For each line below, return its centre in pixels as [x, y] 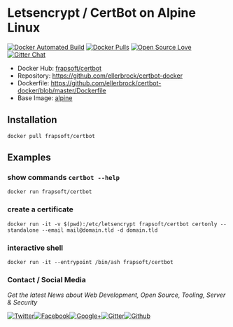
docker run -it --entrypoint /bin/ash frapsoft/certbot [90, 263]
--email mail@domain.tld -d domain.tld [100, 230]
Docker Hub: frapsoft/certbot [59, 68]
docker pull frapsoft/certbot [51, 136]
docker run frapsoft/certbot [50, 192]
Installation [32, 120]
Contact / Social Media [47, 279]
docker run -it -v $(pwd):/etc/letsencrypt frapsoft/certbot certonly [112, 224]
